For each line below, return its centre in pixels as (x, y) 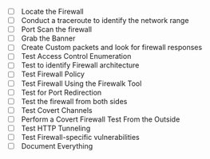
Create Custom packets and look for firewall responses (112, 48)
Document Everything (57, 145)
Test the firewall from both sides (74, 101)
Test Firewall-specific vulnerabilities (81, 137)
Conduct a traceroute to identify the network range (105, 21)
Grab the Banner (48, 38)
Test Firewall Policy (53, 74)
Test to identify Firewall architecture (80, 65)
